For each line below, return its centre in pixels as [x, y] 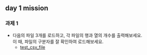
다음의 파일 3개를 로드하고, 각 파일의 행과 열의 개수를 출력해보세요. [77, 35]
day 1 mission [27, 8]
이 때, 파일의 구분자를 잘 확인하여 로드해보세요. [58, 41]
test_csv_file [33, 47]
